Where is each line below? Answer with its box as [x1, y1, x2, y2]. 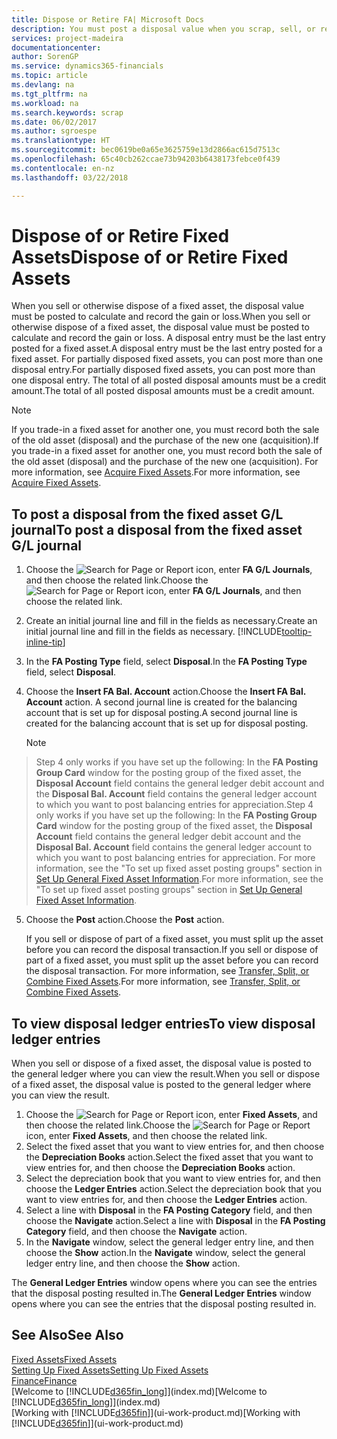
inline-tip [25, 636, 63, 648]
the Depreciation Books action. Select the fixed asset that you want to [25, 1151, 314, 1163]
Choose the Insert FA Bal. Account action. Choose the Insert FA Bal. [25, 686, 306, 698]
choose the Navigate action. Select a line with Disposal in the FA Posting [25, 1215, 326, 1227]
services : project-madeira [11, 33, 124, 43]
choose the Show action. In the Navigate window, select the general [25, 1247, 306, 1259]
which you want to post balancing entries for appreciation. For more [35, 852, 316, 864]
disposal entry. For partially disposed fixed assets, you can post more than [11, 364, 316, 376]
